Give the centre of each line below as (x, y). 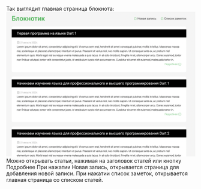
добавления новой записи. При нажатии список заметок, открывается (97, 173)
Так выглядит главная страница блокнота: (60, 9)
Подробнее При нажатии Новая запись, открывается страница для (93, 167)
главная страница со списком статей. (55, 179)
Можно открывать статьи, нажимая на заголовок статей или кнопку (94, 160)
